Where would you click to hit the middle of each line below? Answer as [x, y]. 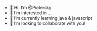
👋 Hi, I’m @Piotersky [31, 8]
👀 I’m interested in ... [31, 13]
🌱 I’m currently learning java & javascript [51, 18]
